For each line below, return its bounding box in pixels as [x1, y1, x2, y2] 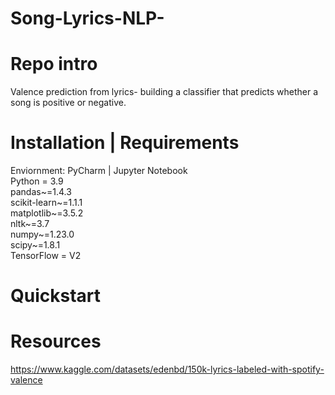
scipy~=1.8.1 [10, 239, 61, 251]
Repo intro [10, 53, 98, 76]
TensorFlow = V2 [10, 250, 82, 262]
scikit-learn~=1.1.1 [10, 197, 83, 209]
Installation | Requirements [10, 132, 240, 154]
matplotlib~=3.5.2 [10, 207, 84, 219]
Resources [10, 330, 102, 353]
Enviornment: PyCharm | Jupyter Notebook [10, 165, 188, 177]
